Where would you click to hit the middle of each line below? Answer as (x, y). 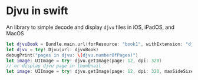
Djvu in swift (37, 11)
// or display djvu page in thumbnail (54, 66)
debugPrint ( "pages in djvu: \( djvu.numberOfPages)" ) (72, 55)
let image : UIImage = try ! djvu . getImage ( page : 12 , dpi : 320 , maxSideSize (100, 72)
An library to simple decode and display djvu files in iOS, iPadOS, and (90, 27)
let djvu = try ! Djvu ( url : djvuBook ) (52, 49)
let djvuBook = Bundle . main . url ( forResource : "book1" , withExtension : (95, 44)
